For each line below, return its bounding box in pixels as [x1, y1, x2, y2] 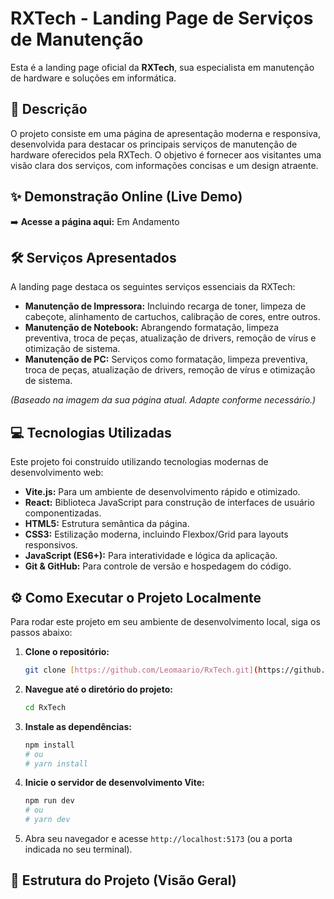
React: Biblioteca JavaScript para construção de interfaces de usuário [24, 497, 315, 509]
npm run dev [24, 796, 75, 806]
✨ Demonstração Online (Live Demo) [10, 188, 243, 206]
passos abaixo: [10, 627, 73, 638]
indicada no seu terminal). [24, 843, 133, 855]
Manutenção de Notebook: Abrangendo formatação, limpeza [24, 322, 280, 334]
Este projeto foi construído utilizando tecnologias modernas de [10, 456, 269, 468]
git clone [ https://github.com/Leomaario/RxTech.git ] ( [24, 665, 259, 675]
